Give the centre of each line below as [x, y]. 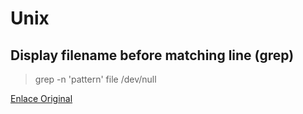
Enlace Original [41, 98]
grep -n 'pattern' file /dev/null [95, 79]
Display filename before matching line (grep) [152, 55]
